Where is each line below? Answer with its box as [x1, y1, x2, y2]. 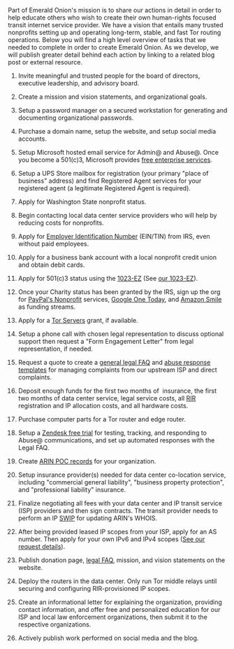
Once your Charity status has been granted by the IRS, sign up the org [17, 288, 221, 296]
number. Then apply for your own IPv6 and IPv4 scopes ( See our [17, 535, 205, 543]
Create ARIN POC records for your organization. [17, 457, 156, 465]
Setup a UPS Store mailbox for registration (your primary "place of [17, 169, 209, 177]
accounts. [17, 134, 47, 143]
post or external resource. [8, 58, 83, 66]
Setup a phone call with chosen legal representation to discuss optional [17, 330, 224, 338]
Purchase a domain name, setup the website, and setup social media [17, 127, 217, 135]
